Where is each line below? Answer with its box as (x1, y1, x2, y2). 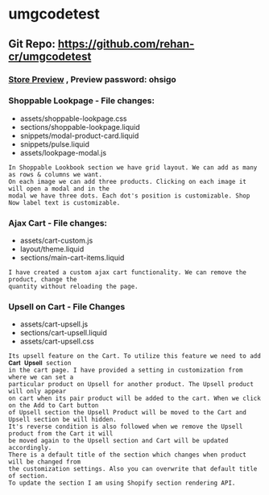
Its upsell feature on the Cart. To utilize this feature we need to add (8, 352, 262, 360)
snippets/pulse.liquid (19, 139, 90, 149)
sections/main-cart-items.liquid (19, 253, 125, 263)
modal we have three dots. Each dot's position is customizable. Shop (8, 191, 250, 200)
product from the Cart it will (8, 430, 114, 438)
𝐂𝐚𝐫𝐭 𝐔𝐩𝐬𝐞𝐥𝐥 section (8, 360, 72, 368)
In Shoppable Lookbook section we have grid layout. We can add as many (8, 163, 258, 172)
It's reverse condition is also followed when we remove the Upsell (8, 422, 243, 431)
